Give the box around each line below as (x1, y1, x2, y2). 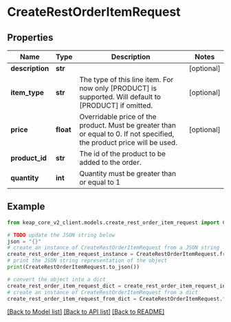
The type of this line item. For (78, 75, 174, 84)
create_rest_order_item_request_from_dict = (7, 295, 137, 302)
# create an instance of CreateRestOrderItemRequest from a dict (7, 289, 198, 296)
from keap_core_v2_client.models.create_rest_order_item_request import (7, 219, 220, 226)
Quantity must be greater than (78, 169, 177, 178)
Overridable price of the (78, 112, 157, 121)
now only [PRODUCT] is (78, 83, 157, 93)
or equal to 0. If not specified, (78, 129, 175, 139)
